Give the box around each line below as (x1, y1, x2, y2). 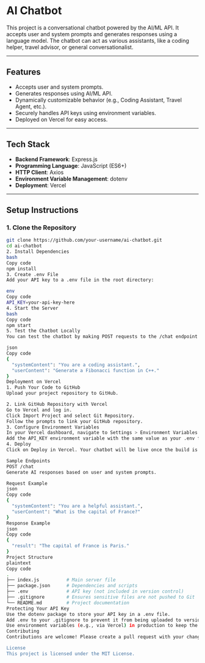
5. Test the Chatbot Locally (6, 328, 81, 334)
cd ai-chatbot (6, 243, 43, 249)
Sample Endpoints (6, 457, 51, 464)
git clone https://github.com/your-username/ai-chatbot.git (6, 237, 163, 244)
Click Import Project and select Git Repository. (6, 413, 135, 419)
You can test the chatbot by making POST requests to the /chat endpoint (6, 334, 198, 340)
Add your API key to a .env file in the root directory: (6, 277, 154, 283)
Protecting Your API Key (6, 605, 70, 612)
